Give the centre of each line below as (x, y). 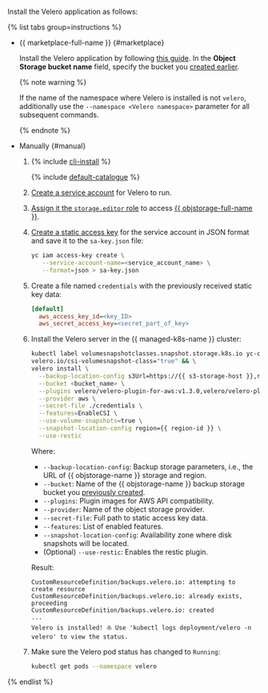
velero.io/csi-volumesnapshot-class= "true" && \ (114, 361)
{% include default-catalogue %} (86, 177)
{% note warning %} (53, 82)
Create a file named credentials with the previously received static (142, 286)
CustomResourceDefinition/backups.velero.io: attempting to (133, 582)
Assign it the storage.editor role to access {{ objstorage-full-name (142, 208)
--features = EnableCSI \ (78, 413)
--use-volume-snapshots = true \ (90, 421)
